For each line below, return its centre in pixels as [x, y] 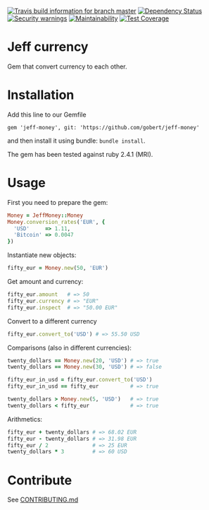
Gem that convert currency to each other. [68, 66]
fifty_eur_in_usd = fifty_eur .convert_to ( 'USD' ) [80, 380]
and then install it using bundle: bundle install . [76, 141]
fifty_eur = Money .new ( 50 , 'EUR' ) [58, 268]
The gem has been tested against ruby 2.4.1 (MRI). [80, 154]
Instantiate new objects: [42, 255]
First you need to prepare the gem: [58, 202]
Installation [41, 95]
